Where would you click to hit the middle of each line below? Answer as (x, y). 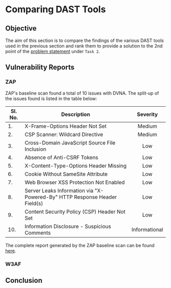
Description (76, 114)
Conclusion (24, 280)
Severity (147, 114)
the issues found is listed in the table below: (51, 99)
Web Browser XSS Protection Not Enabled (75, 182)
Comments (38, 232)
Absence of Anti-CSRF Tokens (61, 157)
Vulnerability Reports (40, 67)
